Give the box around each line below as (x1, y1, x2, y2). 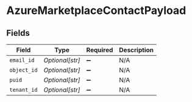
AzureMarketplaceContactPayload (6, 4, 187, 18)
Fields (6, 28, 30, 38)
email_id (9, 57, 35, 64)
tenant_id (9, 86, 38, 93)
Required (86, 46, 113, 54)
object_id (9, 67, 38, 73)
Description (118, 46, 154, 54)
